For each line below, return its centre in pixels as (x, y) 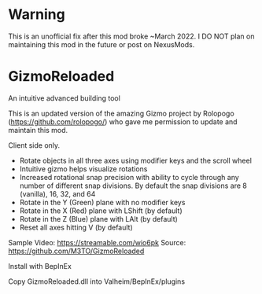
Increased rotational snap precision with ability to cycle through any (129, 177)
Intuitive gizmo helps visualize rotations (83, 169)
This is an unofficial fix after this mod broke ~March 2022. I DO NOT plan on (131, 36)
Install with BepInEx (40, 266)
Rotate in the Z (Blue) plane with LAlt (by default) (99, 219)
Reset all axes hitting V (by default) (76, 227)
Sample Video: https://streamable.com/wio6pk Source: (97, 242)
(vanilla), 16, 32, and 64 (57, 193)
